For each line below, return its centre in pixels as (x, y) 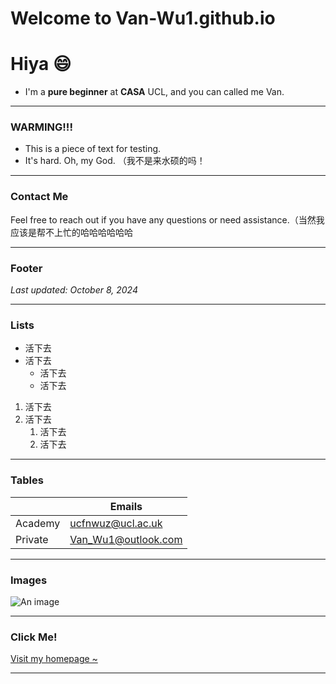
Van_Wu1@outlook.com (126, 539)
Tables (27, 480)
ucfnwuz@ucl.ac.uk (116, 523)
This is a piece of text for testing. (93, 149)
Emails (126, 506)
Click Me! (34, 637)
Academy (38, 523)
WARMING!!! (41, 127)
